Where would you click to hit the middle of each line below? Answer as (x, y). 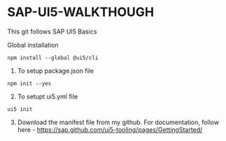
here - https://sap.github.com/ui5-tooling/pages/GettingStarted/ (110, 129)
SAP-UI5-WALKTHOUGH (81, 12)
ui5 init (20, 109)
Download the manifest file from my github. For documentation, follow (118, 122)
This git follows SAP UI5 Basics (52, 31)
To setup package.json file (56, 70)
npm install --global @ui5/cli (53, 58)
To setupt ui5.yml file (48, 96)
